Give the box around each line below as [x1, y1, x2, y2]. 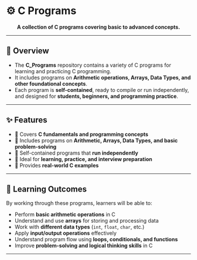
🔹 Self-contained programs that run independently [14, 149, 139, 156]
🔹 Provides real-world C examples [14, 162, 99, 169]
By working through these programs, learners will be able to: [6, 200, 152, 207]
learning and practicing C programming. [14, 67, 111, 74]
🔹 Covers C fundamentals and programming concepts [14, 131, 148, 138]
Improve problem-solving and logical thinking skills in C [14, 242, 153, 249]
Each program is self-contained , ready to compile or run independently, [14, 86, 189, 93]
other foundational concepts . [14, 80, 88, 87]
